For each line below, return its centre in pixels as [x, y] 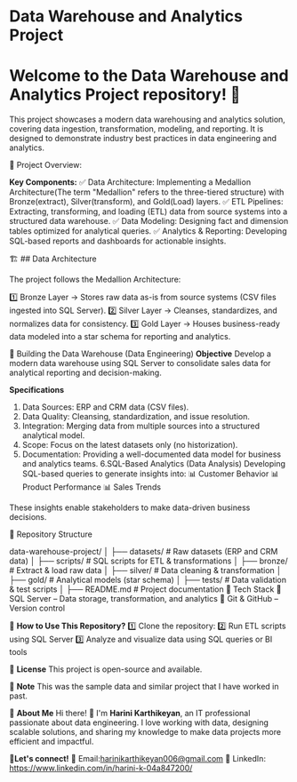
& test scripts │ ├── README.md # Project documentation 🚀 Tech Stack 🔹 [145, 589]
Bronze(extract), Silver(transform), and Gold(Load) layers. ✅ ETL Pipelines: [146, 202]
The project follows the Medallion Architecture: [95, 279]
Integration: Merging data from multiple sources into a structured [141, 426]
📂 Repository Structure [51, 534]
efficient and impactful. [52, 742]
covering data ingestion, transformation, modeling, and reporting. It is [136, 129]
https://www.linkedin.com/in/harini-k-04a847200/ [101, 768]
